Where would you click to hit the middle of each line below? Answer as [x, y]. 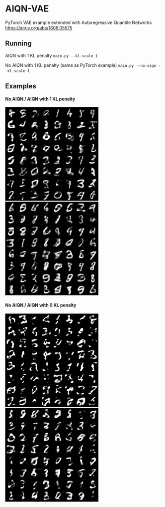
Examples [21, 86]
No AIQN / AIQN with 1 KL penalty [40, 99]
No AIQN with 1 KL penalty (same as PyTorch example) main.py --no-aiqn [81, 65]
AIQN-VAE [27, 9]
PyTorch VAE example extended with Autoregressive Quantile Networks [79, 22]
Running [19, 44]
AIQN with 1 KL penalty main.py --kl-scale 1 [51, 55]
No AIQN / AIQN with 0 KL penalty [41, 305]
